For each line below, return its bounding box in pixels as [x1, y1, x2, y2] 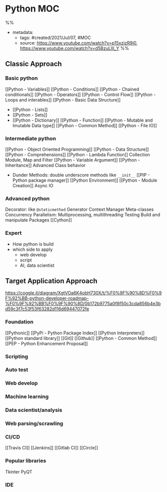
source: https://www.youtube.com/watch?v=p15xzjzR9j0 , [19, 40, 138, 46]
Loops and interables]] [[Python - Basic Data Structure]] [5, 97, 121, 103]
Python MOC [5, 3, 59, 15]
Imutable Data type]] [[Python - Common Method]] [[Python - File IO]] [12, 122, 157, 128]
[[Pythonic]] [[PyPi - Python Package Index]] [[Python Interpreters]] [5, 330, 145, 336]
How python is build [12, 241, 54, 247]
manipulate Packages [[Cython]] [5, 217, 72, 223]
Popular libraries [5, 457, 46, 464]
